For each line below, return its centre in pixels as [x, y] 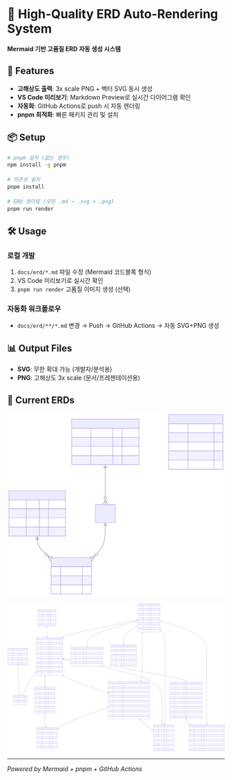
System [30, 29]
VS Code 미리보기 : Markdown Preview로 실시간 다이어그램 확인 [104, 97]
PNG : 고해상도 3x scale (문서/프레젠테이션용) [78, 378]
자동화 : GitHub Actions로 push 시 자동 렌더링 [79, 106]
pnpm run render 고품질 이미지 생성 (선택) [74, 289]
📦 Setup [27, 138]
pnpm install [26, 187]
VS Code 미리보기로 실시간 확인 [60, 281]
